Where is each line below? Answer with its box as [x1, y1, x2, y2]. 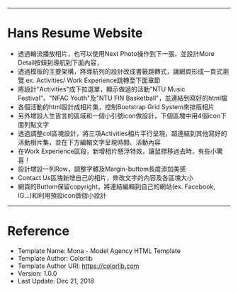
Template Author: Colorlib [17, 254, 93, 262]
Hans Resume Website [7, 26, 143, 41]
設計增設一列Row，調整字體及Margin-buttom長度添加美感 [17, 164, 186, 173]
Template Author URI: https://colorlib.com [17, 262, 140, 270]
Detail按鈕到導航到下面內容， [17, 58, 103, 67]
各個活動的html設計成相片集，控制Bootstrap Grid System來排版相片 [17, 102, 215, 111]
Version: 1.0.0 [17, 269, 57, 277]
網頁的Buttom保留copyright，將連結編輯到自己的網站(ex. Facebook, [17, 182, 216, 191]
